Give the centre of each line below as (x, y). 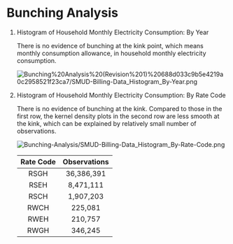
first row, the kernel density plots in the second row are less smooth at (118, 116)
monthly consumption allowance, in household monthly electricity (112, 53)
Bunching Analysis (62, 13)
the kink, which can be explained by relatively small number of (106, 123)
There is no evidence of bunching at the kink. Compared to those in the (119, 108)
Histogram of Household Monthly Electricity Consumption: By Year (113, 32)
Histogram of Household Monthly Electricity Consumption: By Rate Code (121, 95)
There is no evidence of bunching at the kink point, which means (110, 45)
